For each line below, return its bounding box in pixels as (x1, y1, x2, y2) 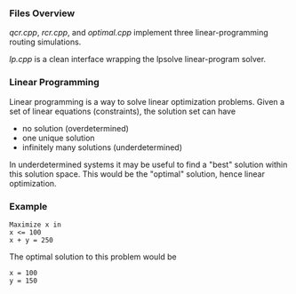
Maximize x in (9, 220, 62, 229)
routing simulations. (9, 36, 82, 47)
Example (9, 200, 48, 212)
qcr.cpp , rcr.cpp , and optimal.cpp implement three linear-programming (9, 28, 268, 38)
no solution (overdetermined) (21, 123, 129, 133)
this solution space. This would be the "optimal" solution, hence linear (9, 168, 265, 179)
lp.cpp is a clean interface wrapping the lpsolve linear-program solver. (9, 54, 267, 65)
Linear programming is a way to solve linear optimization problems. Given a (9, 96, 285, 107)
